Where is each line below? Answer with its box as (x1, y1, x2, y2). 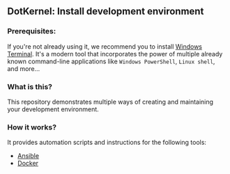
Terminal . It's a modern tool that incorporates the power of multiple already (7, 49, 223, 58)
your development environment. (7, 104, 99, 113)
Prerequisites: (7, 26, 56, 36)
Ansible (17, 152, 40, 160)
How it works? (7, 122, 57, 132)
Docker (17, 159, 39, 168)
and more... (7, 64, 40, 72)
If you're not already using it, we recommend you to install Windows (7, 42, 203, 51)
